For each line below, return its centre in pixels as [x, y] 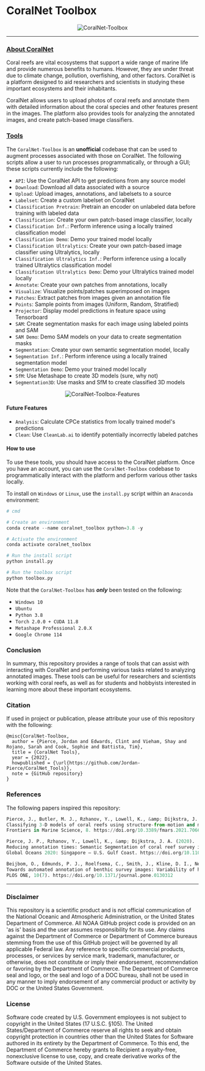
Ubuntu [23, 609]
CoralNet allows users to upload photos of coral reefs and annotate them [98, 100]
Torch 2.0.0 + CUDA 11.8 [47, 622]
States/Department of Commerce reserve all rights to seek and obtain [94, 1030]
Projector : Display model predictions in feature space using [90, 310]
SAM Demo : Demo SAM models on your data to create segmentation [98, 337]
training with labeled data [47, 213]
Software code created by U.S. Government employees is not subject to [96, 1017]
